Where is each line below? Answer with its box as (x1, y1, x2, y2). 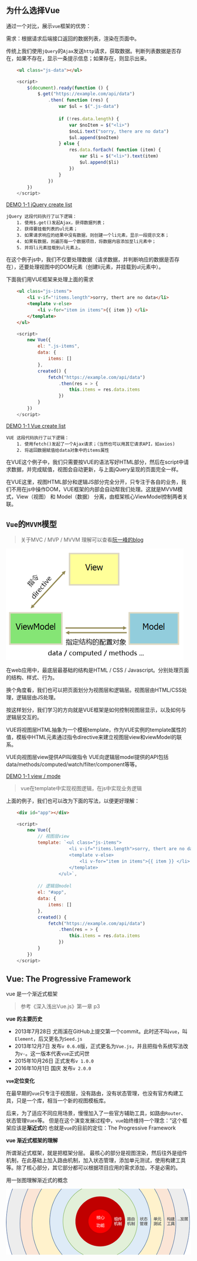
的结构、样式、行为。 (6, 674, 57, 681)
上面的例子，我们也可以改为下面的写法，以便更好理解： (6, 797, 140, 804)
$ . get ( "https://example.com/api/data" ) (37, 91, 135, 97)
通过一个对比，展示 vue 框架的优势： (6, 22, 91, 29)
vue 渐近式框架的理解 (6, 1137, 58, 1144)
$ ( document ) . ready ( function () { (27, 85, 109, 91)
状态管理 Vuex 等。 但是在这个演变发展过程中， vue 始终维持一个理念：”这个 (6, 1117, 183, 1124)
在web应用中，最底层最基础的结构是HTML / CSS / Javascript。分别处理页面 (6, 666, 189, 674)
